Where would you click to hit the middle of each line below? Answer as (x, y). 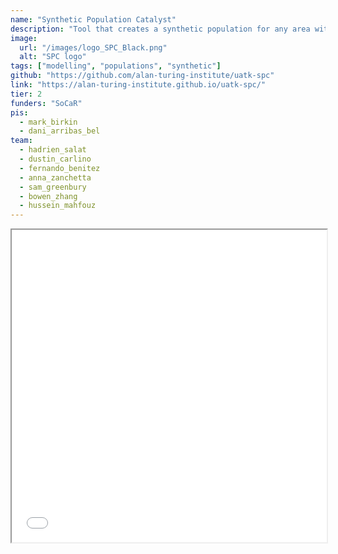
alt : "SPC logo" (53, 57)
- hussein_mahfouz (58, 206)
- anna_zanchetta (55, 177)
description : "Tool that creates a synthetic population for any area (160, 29)
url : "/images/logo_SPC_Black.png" (93, 47)
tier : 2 (26, 94)
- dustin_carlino (55, 159)
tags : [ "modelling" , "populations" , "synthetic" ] (116, 66)
